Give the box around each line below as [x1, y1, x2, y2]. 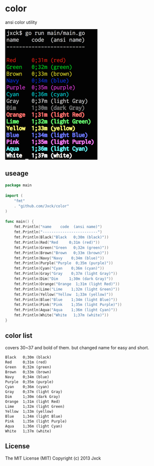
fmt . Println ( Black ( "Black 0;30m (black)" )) [14, 235, 109, 240]
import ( [5, 193, 23, 199]
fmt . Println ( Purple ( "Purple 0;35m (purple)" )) [14, 261, 113, 266]
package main [5, 183, 32, 188]
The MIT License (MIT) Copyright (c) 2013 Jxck [5, 455, 101, 461]
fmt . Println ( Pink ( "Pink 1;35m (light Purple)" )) [14, 302, 122, 307]
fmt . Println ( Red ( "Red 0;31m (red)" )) [14, 240, 100, 245]
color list [5, 332, 33, 340]
